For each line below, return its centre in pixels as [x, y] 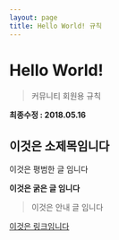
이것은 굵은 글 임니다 [45, 188]
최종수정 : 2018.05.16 [48, 115]
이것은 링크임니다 [39, 227]
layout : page [34, 17]
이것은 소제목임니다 [59, 146]
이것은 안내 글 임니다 [67, 208]
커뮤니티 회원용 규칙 [66, 96]
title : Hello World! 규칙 [56, 26]
